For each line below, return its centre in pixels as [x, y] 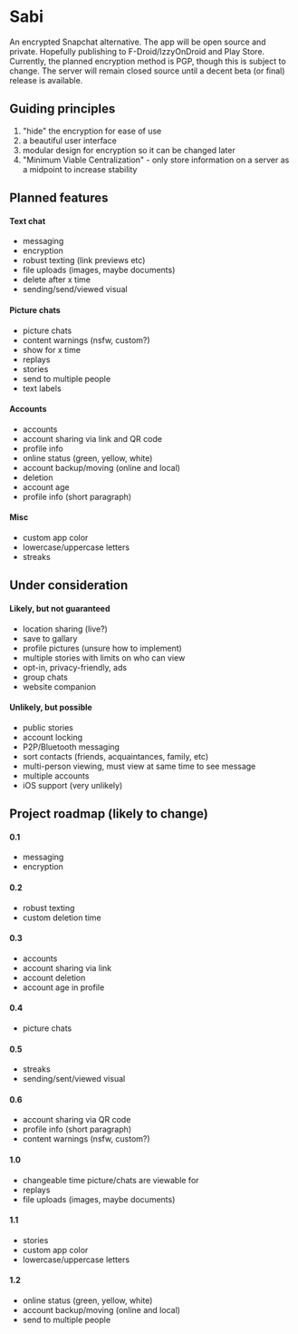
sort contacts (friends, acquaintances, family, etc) [115, 756]
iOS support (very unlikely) [72, 785]
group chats [45, 677]
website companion [59, 686]
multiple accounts [56, 775]
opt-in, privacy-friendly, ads [75, 667]
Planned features [59, 198]
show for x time [52, 349]
